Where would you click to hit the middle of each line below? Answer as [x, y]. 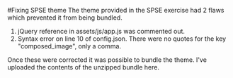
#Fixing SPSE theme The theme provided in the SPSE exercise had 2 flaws [116, 10]
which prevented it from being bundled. [65, 18]
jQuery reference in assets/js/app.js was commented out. [101, 31]
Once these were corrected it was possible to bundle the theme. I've [107, 60]
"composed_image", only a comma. [69, 46]
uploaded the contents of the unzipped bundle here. [83, 67]
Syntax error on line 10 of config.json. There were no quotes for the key [122, 39]
